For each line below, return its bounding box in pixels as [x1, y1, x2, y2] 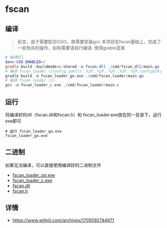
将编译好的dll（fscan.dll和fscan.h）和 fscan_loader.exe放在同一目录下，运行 [5, 112, 162, 117]
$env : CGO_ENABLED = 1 [5, 59, 46, 64]
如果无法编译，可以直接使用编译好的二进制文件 [5, 162, 101, 168]
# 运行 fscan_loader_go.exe [5, 128, 62, 134]
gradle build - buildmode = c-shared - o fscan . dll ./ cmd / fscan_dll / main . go [5, 64, 160, 69]
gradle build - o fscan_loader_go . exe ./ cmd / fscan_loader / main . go [5, 73, 144, 78]
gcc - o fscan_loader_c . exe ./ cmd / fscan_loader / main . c [5, 83, 120, 88]
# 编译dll [5, 55, 24, 60]
